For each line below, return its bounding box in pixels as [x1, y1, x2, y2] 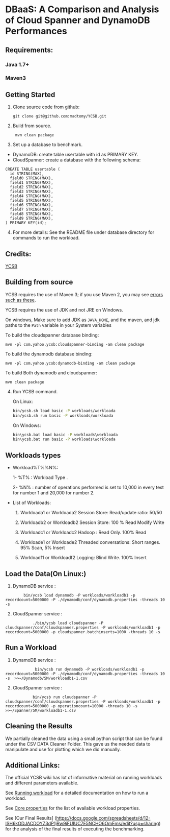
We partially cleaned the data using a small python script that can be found [5, 735, 163, 742]
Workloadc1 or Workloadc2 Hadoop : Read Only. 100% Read [20, 530, 147, 536]
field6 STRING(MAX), [10, 203, 53, 208]
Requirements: [5, 45, 53, 54]
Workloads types [5, 451, 61, 460]
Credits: [5, 249, 32, 258]
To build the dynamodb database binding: [5, 351, 93, 357]
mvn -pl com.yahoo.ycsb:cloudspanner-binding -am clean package [5, 342, 145, 347]
